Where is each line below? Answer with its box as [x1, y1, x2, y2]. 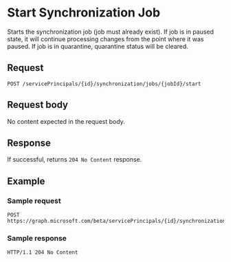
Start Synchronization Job [7, 5, 160, 21]
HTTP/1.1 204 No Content [7, 249, 78, 256]
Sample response [7, 233, 67, 243]
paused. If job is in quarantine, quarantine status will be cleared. [7, 42, 189, 50]
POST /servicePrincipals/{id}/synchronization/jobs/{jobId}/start [7, 80, 201, 87]
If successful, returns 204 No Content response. [7, 155, 142, 164]
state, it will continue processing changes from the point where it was [7, 34, 204, 43]
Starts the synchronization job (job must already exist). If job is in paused [7, 28, 214, 36]
